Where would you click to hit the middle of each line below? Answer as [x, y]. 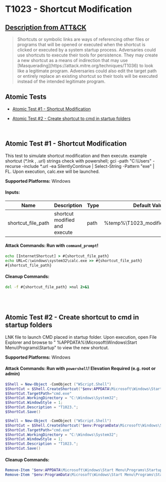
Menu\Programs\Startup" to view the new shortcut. [57, 347]
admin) [13, 374]
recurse [13, 166]
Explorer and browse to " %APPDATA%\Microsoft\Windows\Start [71, 342]
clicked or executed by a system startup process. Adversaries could [86, 50]
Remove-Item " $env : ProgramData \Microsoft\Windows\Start [64, 475]
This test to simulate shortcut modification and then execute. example [76, 156]
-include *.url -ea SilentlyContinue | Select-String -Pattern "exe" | [88, 166]
